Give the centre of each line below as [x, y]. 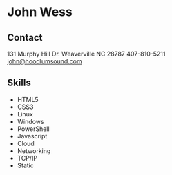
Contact [25, 38]
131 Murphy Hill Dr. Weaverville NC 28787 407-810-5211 [86, 54]
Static [26, 165]
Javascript [32, 136]
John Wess [40, 12]
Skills [19, 83]
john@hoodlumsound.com [45, 61]
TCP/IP [27, 158]
